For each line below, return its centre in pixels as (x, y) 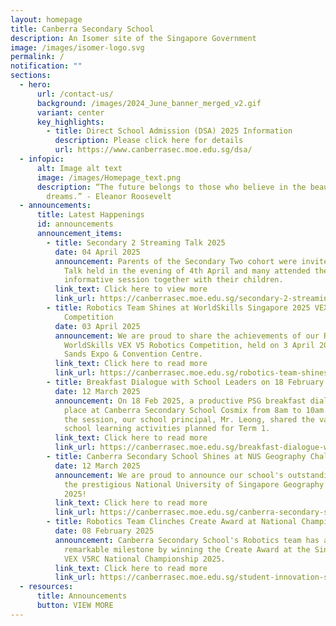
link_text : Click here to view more (131, 289)
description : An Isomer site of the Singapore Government (133, 38)
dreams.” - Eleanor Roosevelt (109, 196)
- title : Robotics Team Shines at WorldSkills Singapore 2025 (178, 308)
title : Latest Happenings (90, 215)
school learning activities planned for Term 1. (167, 429)
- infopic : (42, 159)
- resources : (46, 587)
